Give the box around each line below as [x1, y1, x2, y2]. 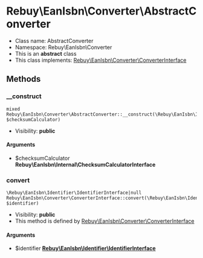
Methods [6, 74, 41, 84]
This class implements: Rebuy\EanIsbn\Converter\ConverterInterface [14, 56, 187, 64]
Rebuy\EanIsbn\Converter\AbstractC [6, 4, 197, 18]
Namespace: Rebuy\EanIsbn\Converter [14, 44, 112, 51]
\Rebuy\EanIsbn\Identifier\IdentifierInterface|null [6, 190, 142, 196]
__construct [6, 92, 42, 101]
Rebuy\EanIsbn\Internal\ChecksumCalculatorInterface [14, 160, 156, 168]
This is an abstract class [14, 50, 77, 57]
